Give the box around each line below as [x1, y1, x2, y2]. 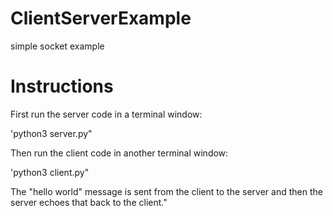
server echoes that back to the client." [10, 196, 168, 208]
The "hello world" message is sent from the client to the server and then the [10, 185, 323, 197]
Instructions [10, 75, 114, 98]
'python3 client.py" [10, 166, 90, 178]
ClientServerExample [10, 7, 192, 30]
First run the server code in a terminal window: [10, 108, 203, 120]
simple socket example [10, 40, 105, 52]
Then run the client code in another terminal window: [10, 147, 229, 159]
